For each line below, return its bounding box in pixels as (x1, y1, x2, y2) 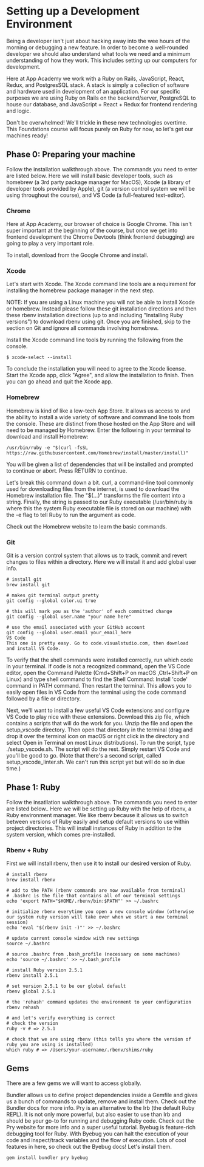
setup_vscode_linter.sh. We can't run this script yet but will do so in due (6, 758, 185, 765)
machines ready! (6, 132, 49, 139)
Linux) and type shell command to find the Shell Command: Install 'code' (6, 676, 188, 683)
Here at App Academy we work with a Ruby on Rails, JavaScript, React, (6, 75, 185, 82)
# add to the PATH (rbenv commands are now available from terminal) (6, 888, 186, 894)
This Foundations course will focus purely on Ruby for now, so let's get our (6, 125, 193, 132)
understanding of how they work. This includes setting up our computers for (6, 56, 197, 64)
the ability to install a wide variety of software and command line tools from (6, 413, 195, 420)
